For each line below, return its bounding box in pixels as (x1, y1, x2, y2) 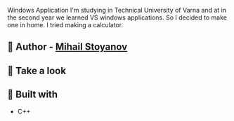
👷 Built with (7, 89, 58, 101)
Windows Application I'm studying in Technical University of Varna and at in (7, 6, 227, 14)
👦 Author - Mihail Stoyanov (7, 41, 128, 53)
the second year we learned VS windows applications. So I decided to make (7, 13, 227, 22)
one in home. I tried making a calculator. (7, 21, 124, 29)
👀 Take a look (7, 64, 67, 76)
